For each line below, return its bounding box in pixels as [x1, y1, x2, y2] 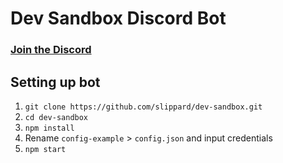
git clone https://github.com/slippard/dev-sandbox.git [24, 102, 263, 112]
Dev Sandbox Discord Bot [10, 7, 227, 30]
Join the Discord [10, 43, 92, 57]
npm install [24, 123, 75, 133]
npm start [24, 144, 67, 154]
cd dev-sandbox [24, 112, 89, 122]
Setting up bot [10, 73, 101, 91]
